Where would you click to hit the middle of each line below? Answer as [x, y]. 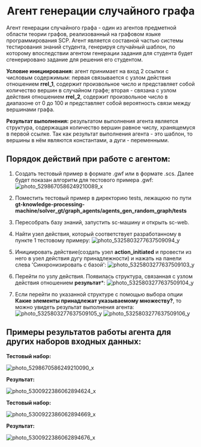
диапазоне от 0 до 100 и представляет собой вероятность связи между [98, 103]
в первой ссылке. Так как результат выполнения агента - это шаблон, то [100, 134]
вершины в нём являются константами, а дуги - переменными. [88, 140]
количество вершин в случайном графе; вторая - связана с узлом [91, 90]
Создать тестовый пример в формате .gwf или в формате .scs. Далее [104, 173]
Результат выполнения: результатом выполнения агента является [92, 121]
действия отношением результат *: [60, 283]
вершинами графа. [31, 109]
